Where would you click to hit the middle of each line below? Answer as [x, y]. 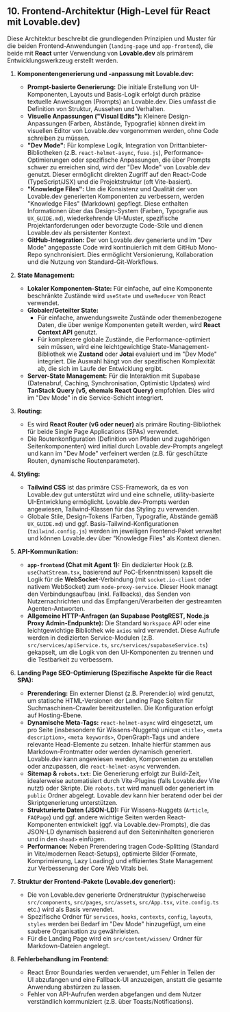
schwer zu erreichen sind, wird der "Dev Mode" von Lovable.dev [118, 167]
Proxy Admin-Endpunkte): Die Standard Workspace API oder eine [119, 623]
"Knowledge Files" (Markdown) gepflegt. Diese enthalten [108, 203]
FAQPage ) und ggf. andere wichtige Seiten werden [96, 817]
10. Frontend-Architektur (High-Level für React [109, 11]
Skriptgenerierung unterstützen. [72, 802]
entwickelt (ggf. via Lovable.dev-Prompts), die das [139, 824]
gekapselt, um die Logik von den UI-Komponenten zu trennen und [120, 652]
